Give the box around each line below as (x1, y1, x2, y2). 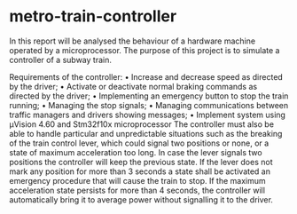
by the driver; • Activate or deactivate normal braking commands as (9, 81, 258, 91)
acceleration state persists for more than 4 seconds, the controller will (9, 185, 266, 195)
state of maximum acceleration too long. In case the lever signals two (9, 147, 263, 157)
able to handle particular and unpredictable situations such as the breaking (9, 128, 283, 139)
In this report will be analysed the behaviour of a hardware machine (9, 36, 255, 46)
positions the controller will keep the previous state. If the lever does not (9, 156, 273, 167)
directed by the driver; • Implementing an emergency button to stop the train (9, 91, 289, 101)
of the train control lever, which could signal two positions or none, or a (9, 138, 270, 148)
